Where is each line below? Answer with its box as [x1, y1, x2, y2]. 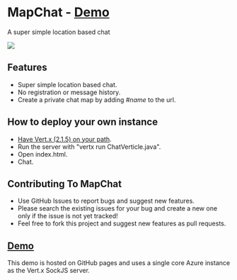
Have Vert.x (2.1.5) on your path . [17, 135, 112, 143]
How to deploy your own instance [7, 116, 158, 128]
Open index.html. [17, 150, 68, 158]
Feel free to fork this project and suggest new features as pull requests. [17, 219, 226, 228]
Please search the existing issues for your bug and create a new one [17, 204, 218, 213]
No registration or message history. [17, 88, 121, 96]
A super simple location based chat [7, 28, 111, 36]
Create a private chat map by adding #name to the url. [17, 95, 176, 103]
